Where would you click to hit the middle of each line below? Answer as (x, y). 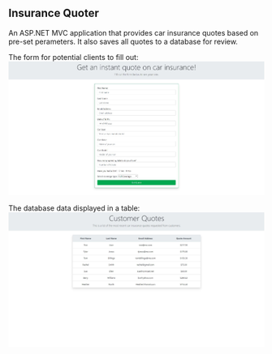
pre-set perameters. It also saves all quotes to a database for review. (123, 41)
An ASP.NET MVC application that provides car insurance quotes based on (134, 32)
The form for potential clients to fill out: (73, 57)
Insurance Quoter (54, 13)
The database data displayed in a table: (74, 208)
